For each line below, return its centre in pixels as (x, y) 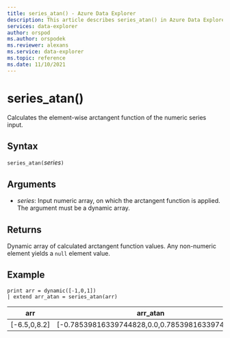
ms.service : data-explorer (46, 52)
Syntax (23, 146)
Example (26, 275)
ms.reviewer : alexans (38, 45)
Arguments (32, 184)
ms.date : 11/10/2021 (37, 64)
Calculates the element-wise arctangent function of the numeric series (107, 117)
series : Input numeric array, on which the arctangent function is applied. (118, 201)
